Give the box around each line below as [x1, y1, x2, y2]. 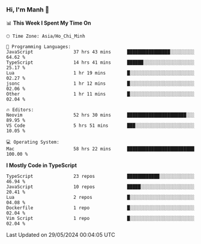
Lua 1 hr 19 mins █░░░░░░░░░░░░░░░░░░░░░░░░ [6, 70, 195, 76]
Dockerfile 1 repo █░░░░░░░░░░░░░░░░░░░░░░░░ [6, 205, 195, 211]
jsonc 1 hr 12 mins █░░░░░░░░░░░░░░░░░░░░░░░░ [6, 81, 195, 87]
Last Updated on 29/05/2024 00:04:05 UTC [6, 231, 115, 239]
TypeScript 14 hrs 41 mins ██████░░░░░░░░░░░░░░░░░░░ [6, 59, 195, 66]
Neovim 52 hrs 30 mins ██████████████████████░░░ [6, 112, 195, 118]
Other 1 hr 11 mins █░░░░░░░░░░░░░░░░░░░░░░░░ [6, 91, 195, 97]
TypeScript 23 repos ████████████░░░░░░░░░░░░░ [6, 174, 195, 180]
